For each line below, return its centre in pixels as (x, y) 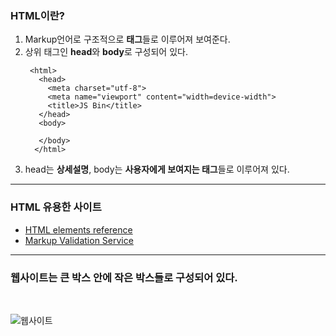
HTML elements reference (78, 229)
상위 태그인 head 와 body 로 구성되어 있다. (106, 52)
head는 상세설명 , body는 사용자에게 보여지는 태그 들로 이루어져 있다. (157, 169)
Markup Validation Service (79, 240)
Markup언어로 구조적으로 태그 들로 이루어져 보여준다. (127, 39)
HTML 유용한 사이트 (56, 207)
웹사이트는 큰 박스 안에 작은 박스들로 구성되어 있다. (124, 277)
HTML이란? (37, 15)
